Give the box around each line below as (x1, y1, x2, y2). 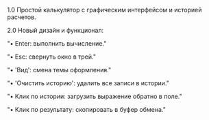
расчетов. (7, 13, 36, 21)
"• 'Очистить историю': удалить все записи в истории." (7, 79, 170, 87)
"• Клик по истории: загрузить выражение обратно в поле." (7, 92, 183, 100)
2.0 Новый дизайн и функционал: (7, 27, 104, 34)
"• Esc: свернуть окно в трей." (7, 52, 96, 61)
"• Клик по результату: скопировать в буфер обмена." (7, 106, 167, 113)
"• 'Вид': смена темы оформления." (7, 66, 112, 74)
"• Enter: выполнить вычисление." (7, 40, 107, 47)
